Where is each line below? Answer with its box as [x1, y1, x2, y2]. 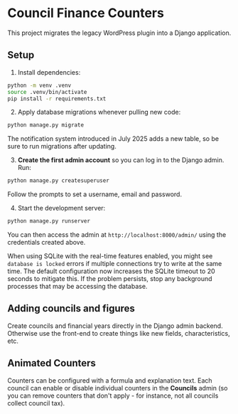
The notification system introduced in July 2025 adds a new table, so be [7, 134, 219, 143]
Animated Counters [7, 357, 96, 369]
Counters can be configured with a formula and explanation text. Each [7, 376, 212, 385]
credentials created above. [7, 238, 86, 246]
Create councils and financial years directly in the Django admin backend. [7, 322, 223, 330]
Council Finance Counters [7, 5, 165, 21]
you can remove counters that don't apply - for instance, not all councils [7, 391, 219, 400]
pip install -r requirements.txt [7, 95, 107, 102]
